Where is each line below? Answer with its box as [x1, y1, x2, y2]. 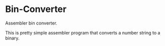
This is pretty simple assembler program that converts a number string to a [5, 29, 160, 35]
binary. [5, 35, 20, 41]
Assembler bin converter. [5, 20, 58, 26]
